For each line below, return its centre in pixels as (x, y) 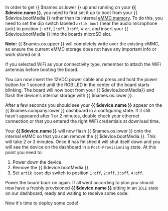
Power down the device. (37, 162)
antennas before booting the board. (42, 69)
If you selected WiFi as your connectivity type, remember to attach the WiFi (83, 64)
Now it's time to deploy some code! (42, 203)
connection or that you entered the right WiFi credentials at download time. (83, 121)
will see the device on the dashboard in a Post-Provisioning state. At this (81, 147)
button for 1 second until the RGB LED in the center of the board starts (77, 85)
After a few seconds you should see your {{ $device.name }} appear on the (84, 105)
